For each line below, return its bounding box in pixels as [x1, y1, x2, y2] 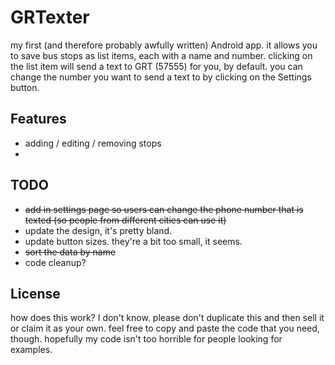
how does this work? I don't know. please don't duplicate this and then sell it [10, 312, 325, 324]
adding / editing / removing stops [24, 137, 162, 149]
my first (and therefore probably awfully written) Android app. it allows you [10, 39, 318, 51]
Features [10, 111, 67, 128]
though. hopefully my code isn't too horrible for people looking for [10, 333, 283, 345]
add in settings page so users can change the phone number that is [24, 203, 304, 215]
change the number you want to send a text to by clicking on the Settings [10, 71, 312, 83]
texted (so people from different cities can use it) [24, 214, 227, 226]
